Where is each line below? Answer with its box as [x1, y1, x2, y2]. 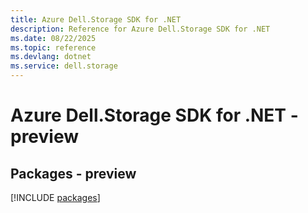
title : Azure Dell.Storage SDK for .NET [10, 14, 182, 25]
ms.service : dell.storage [10, 61, 118, 71]
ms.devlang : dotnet [10, 52, 92, 62]
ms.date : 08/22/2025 [10, 33, 97, 43]
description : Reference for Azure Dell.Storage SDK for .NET [10, 24, 271, 34]
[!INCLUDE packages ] [10, 192, 101, 203]
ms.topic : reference [10, 42, 97, 53]
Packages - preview [10, 165, 137, 182]
